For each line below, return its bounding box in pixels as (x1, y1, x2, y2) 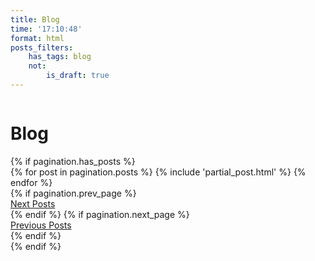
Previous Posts (10, 219, 72, 231)
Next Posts (10, 197, 56, 210)
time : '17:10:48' (10, 24, 83, 34)
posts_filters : (10, 42, 74, 53)
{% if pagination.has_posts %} (10, 155, 136, 167)
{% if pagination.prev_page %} (10, 187, 137, 199)
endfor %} (10, 176, 53, 188)
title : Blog (10, 14, 60, 25)
